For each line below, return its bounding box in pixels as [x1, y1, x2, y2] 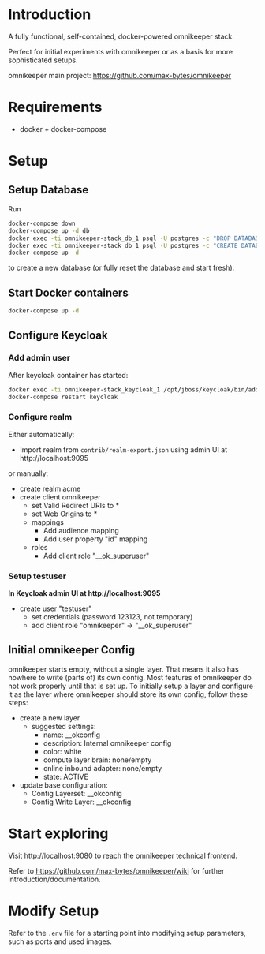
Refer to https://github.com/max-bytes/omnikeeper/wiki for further [8, 866, 225, 875]
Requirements [8, 99, 103, 116]
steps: [8, 698, 28, 707]
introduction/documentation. [8, 874, 101, 884]
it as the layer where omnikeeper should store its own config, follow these [8, 689, 248, 699]
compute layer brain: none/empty [43, 755, 152, 765]
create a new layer [19, 713, 80, 723]
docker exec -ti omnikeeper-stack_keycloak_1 [8, 385, 160, 394]
